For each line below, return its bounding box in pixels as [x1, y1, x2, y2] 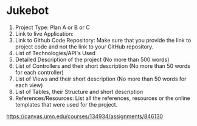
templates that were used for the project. [15, 101, 118, 108]
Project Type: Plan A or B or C [15, 24, 90, 31]
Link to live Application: [15, 30, 74, 37]
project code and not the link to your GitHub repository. [15, 43, 154, 50]
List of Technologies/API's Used [15, 49, 96, 56]
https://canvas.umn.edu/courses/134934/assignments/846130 [6, 113, 163, 120]
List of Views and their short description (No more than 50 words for [15, 75, 187, 82]
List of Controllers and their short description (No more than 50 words [15, 62, 190, 70]
